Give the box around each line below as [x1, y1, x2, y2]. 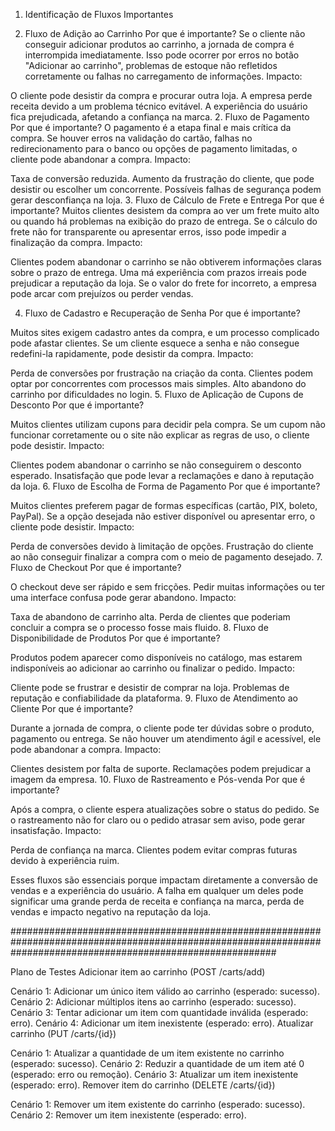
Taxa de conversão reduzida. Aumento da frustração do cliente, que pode [10, 173, 315, 184]
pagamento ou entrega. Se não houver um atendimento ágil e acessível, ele [10, 733, 322, 744]
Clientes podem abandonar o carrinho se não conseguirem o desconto [10, 459, 302, 471]
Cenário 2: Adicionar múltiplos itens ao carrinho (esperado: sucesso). [10, 996, 297, 1008]
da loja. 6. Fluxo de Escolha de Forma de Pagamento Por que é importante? [10, 480, 321, 492]
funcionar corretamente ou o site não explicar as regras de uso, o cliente [10, 429, 310, 441]
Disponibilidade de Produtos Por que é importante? [10, 632, 221, 644]
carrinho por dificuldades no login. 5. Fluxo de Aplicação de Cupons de [10, 389, 304, 400]
